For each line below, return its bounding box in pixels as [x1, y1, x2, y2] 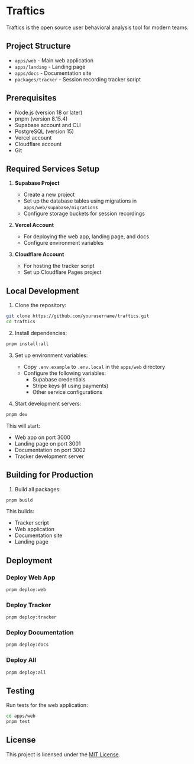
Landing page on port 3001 [14, 440, 81, 447]
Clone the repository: [14, 302, 67, 309]
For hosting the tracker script [23, 263, 95, 270]
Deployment [6, 555, 53, 566]
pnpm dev [6, 411, 28, 417]
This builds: [6, 508, 34, 515]
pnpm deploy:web [6, 587, 46, 593]
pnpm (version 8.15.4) [14, 115, 68, 122]
